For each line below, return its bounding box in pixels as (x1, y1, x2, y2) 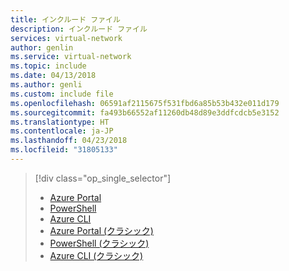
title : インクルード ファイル (10, 14, 121, 25)
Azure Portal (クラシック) (49, 224, 154, 236)
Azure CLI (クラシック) (49, 249, 144, 261)
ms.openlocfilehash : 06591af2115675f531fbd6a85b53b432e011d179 (10, 98, 280, 108)
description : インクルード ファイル (10, 24, 148, 34)
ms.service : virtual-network (10, 52, 132, 62)
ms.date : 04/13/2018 (10, 71, 97, 81)
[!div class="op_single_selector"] (34, 172, 172, 184)
